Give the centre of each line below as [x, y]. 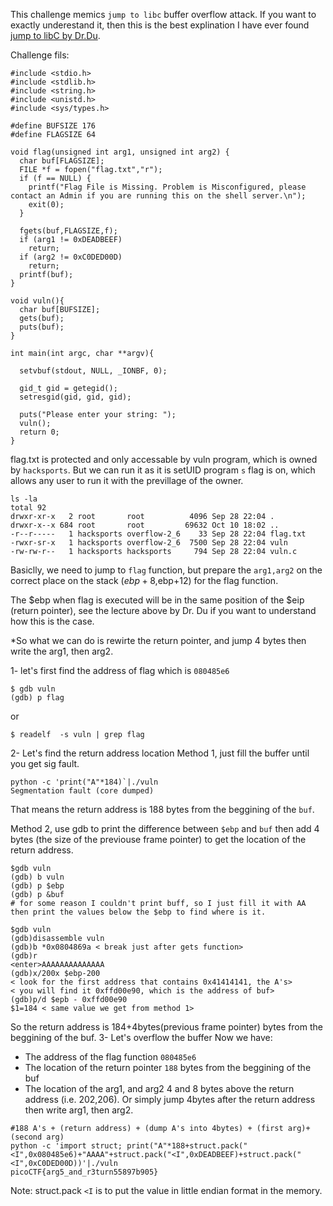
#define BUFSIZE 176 [53, 126]
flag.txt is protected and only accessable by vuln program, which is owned [164, 459]
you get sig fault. [45, 763]
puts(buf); [42, 327]
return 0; [39, 432]
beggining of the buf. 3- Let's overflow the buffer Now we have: [141, 1037]
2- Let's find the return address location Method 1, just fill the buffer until [160, 753]
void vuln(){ [37, 301]
